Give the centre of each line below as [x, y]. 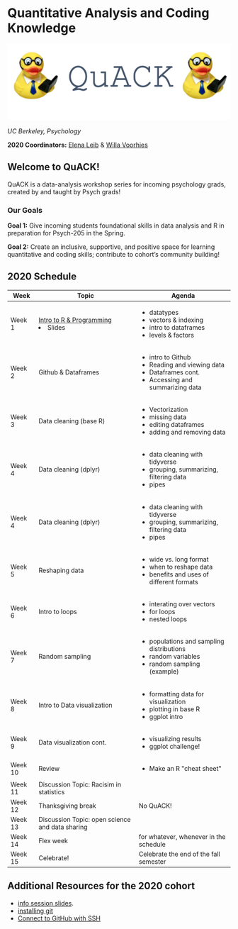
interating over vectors [182, 604]
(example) [164, 672]
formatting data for [176, 694]
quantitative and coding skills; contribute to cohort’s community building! [113, 255]
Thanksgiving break [68, 806]
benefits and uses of [179, 574]
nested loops [168, 619]
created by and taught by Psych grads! [64, 191]
